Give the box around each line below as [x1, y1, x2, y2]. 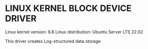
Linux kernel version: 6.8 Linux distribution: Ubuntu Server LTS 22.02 [5, 29, 144, 35]
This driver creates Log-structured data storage [5, 38, 101, 44]
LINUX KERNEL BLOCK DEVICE [5, 3, 132, 14]
